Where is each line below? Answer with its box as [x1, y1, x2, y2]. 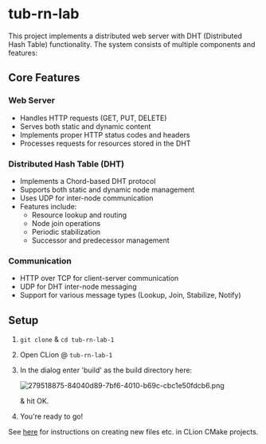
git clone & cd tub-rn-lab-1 [19, 335, 115, 345]
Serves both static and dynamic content [19, 121, 151, 131]
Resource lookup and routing [31, 210, 127, 220]
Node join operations [31, 218, 101, 228]
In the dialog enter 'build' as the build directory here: [19, 365, 193, 375]
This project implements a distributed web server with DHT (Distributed [8, 31, 243, 41]
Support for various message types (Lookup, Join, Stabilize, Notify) [19, 290, 241, 300]
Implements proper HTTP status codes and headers [19, 130, 190, 139]
